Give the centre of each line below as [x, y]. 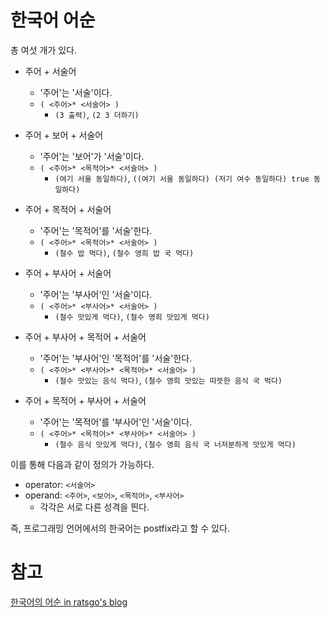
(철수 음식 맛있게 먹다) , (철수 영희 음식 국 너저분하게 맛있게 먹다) [175, 443]
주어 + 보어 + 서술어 [64, 135]
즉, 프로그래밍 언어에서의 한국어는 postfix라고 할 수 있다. [120, 528]
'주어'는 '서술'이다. [76, 92]
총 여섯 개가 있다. [44, 50]
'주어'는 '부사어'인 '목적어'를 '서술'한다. [116, 358]
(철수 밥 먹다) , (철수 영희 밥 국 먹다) [124, 252]
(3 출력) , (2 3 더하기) [97, 114]
